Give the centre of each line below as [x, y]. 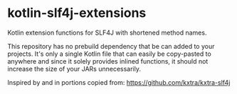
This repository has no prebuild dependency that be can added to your [111, 46]
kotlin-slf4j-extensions [77, 13]
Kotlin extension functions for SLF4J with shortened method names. [107, 33]
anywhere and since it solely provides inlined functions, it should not [108, 61]
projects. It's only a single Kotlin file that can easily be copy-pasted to [109, 54]
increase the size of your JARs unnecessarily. [74, 69]
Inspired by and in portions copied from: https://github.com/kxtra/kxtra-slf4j [119, 82]
